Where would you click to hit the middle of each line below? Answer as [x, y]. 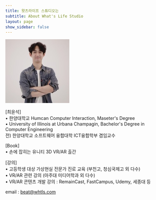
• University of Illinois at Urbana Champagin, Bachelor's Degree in [75, 124]
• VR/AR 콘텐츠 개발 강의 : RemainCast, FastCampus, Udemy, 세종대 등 [78, 182]
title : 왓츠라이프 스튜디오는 [32, 11]
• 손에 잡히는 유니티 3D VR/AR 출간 [41, 152]
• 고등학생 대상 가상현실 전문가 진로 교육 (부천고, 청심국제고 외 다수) [73, 169]
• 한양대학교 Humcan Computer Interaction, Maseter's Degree [70, 118]
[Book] [12, 146]
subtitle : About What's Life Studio [44, 16]
